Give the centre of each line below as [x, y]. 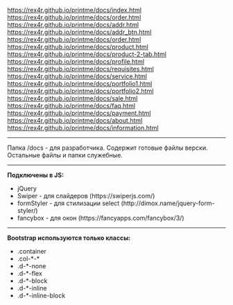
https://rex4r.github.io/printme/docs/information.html [83, 128]
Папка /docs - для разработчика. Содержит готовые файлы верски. [107, 148]
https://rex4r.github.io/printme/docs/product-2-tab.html [87, 54]
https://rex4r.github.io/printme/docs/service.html [77, 76]
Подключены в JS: [36, 175]
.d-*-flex [30, 273]
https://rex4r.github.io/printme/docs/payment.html [79, 113]
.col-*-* [28, 259]
